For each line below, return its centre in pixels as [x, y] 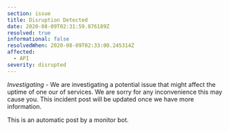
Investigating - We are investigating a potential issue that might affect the [111, 84]
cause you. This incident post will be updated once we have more [101, 99]
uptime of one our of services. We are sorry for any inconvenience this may [115, 92]
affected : [21, 52]
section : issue [29, 13]
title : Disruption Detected [48, 20]
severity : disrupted [37, 65]
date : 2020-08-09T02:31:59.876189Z [58, 26]
